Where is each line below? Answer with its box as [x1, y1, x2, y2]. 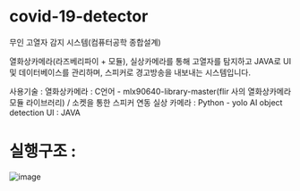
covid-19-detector [9, 6, 149, 27]
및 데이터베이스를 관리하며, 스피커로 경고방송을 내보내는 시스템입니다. [9, 67, 251, 78]
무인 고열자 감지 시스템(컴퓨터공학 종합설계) [9, 37, 161, 47]
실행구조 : [9, 141, 77, 162]
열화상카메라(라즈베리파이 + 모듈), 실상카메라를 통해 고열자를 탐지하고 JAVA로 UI [9, 55, 292, 66]
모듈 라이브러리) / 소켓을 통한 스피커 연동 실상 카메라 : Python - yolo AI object [9, 96, 283, 108]
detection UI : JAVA [9, 107, 81, 118]
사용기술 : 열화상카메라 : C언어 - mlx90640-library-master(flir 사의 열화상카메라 [9, 86, 292, 96]
